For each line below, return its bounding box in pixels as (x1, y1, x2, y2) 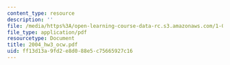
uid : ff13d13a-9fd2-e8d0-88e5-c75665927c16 (7, 48, 133, 55)
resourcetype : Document (7, 35, 75, 42)
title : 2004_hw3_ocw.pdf (7, 41, 78, 48)
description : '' (7, 16, 53, 23)
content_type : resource (7, 9, 75, 17)
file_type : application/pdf (7, 28, 88, 36)
